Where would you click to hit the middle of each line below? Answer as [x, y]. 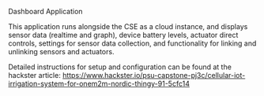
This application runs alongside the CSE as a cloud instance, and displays [128, 26]
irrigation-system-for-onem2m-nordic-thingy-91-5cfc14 [99, 83]
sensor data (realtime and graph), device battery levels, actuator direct [123, 35]
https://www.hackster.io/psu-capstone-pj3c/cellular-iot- [154, 75]
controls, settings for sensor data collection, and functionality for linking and [132, 43]
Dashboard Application [45, 11]
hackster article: [34, 75]
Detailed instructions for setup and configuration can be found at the [120, 67]
